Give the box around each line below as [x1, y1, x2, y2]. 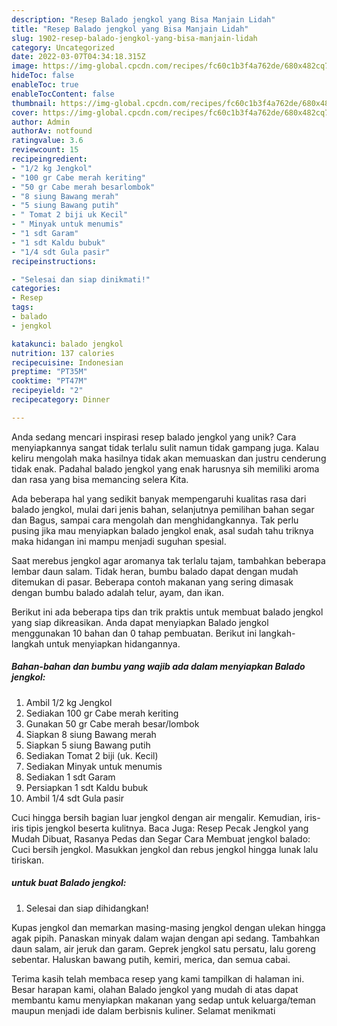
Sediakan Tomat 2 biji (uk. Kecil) [25, 749, 159, 761]
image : [11, 61, 39, 71]
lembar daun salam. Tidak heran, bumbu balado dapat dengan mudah [11, 565, 299, 577]
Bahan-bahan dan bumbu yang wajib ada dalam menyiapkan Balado [11, 661, 306, 673]
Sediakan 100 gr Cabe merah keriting [25, 707, 179, 719]
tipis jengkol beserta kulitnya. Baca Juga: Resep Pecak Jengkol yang [25, 822, 309, 834]
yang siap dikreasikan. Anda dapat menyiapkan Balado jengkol [11, 616, 269, 628]
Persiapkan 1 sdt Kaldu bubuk [25, 781, 149, 793]
